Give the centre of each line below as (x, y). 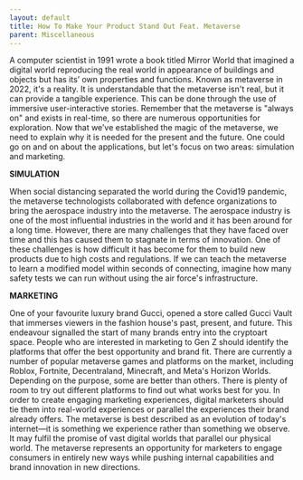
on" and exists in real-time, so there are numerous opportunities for (135, 118)
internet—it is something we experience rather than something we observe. (150, 429)
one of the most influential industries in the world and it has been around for (151, 221)
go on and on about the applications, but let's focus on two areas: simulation (152, 147)
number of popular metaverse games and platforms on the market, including (151, 361)
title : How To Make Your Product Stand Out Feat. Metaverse (125, 26)
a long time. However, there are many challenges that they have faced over (149, 230)
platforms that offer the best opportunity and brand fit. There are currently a (151, 352)
